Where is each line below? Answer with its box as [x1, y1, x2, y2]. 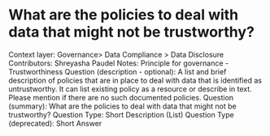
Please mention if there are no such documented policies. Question [8, 92, 234, 102]
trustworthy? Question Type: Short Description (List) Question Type [8, 109, 234, 119]
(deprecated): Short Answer [8, 118, 102, 128]
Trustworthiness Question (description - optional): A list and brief [8, 66, 227, 76]
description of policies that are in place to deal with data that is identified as [8, 75, 263, 85]
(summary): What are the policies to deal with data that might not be [8, 101, 237, 111]
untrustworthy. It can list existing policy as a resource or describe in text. [8, 83, 252, 94]
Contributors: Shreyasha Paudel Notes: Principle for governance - [8, 58, 229, 68]
